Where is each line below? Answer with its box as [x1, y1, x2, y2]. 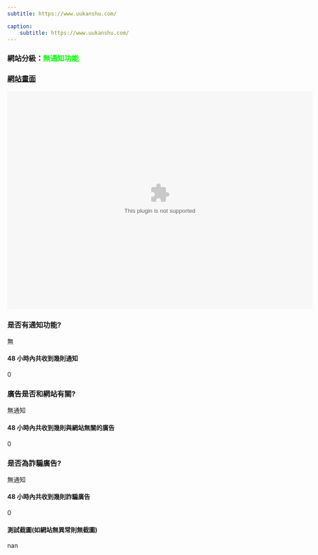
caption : [7, 22, 33, 30]
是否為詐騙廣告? [7, 458, 61, 468]
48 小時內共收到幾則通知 [7, 354, 78, 363]
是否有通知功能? [7, 320, 61, 330]
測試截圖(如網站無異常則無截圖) [7, 525, 98, 534]
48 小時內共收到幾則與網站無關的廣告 [7, 423, 115, 431]
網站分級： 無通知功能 [7, 54, 79, 64]
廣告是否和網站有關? [7, 389, 76, 399]
